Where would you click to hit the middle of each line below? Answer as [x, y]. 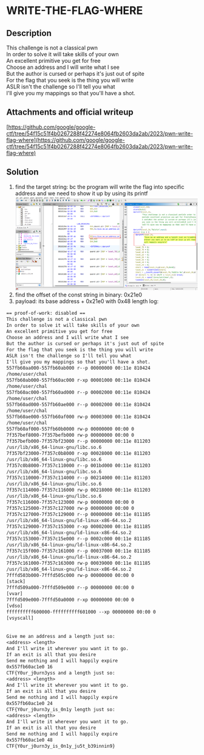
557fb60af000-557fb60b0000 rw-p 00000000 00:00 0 [70, 429]
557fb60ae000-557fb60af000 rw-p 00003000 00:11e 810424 [78, 417]
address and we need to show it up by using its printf [81, 193]
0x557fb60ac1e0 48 [29, 740]
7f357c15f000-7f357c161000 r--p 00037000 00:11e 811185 [78, 551]
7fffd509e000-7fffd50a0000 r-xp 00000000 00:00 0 [70, 599]
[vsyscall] [20, 618]
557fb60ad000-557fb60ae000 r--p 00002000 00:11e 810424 [78, 404]
